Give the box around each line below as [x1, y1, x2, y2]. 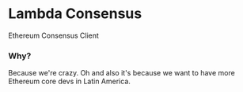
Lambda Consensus [8, 5, 142, 23]
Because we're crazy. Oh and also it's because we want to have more [8, 68, 235, 78]
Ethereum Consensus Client [8, 31, 99, 40]
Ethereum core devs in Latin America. [8, 76, 131, 86]
